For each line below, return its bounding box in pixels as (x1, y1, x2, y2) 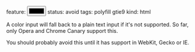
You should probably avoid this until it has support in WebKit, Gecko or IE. (6, 39, 190, 46)
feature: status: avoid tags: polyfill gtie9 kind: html (6, 8, 151, 15)
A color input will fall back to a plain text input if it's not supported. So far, (6, 21, 189, 28)
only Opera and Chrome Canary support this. (6, 27, 118, 34)
